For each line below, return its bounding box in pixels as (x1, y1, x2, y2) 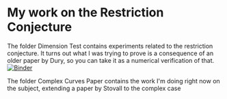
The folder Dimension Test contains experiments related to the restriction (7, 42, 213, 50)
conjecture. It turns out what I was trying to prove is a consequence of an (7, 49, 214, 57)
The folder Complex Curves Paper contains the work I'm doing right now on (7, 76, 220, 85)
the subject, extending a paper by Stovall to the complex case (7, 84, 181, 92)
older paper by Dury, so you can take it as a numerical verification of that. (7, 56, 215, 64)
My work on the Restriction (7, 5, 164, 20)
